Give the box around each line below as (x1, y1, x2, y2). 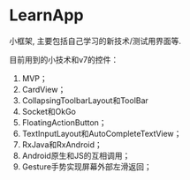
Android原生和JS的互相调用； (21, 150, 131, 161)
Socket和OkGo (21, 106, 77, 116)
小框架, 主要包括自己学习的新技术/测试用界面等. (9, 35, 182, 46)
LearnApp (9, 5, 84, 26)
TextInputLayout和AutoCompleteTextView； (21, 128, 182, 139)
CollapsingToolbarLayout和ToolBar (21, 94, 148, 106)
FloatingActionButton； (21, 116, 108, 128)
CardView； (21, 84, 66, 94)
